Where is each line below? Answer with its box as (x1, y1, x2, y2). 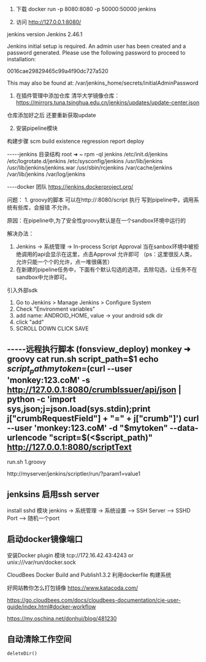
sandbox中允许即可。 (15, 273, 71, 281)
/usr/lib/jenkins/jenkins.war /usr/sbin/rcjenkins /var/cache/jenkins (7, 164, 173, 171)
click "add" (15, 318, 45, 325)
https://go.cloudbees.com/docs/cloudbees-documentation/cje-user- (7, 596, 181, 604)
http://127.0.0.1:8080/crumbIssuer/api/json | (7, 384, 181, 395)
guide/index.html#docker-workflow (7, 603, 96, 610)
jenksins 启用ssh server (7, 489, 100, 500)
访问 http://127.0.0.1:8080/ (15, 18, 82, 26)
